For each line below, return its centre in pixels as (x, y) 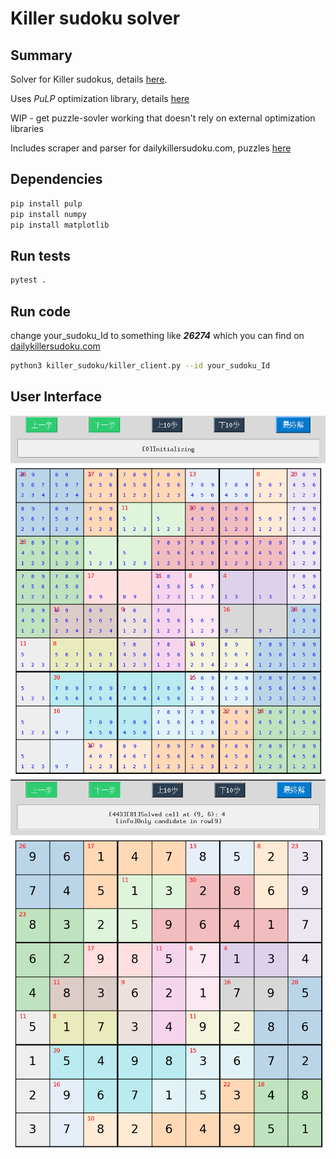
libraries (27, 128)
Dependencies (56, 179)
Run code (40, 311)
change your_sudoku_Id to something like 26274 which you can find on (157, 335)
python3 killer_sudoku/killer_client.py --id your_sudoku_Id (140, 365)
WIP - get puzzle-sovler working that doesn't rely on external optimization (163, 118)
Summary (41, 55)
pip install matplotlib (60, 225)
